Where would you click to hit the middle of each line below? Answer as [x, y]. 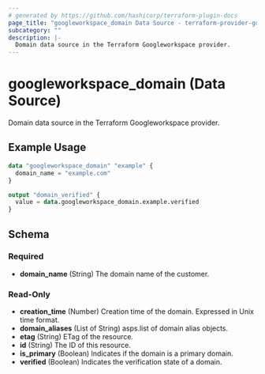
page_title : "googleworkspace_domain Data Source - [95, 23]
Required [26, 256]
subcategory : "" [35, 30]
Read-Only [30, 294]
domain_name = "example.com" [63, 173]
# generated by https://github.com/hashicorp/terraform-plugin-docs [123, 15]
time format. [39, 320]
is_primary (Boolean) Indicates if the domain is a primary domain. [127, 353]
